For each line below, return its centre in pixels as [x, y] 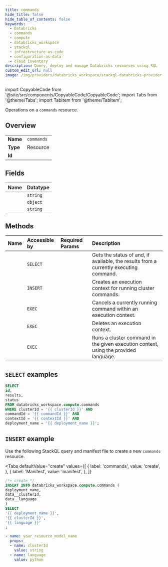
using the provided [114, 350]
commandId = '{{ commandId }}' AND [42, 414]
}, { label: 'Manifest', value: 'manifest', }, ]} [48, 471]
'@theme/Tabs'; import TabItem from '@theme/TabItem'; [63, 100]
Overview [21, 126]
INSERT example [30, 439]
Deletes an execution [116, 323]
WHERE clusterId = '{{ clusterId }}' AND [49, 409]
